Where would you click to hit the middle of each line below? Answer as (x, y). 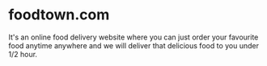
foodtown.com (59, 15)
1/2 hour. (23, 54)
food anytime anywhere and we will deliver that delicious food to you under (133, 45)
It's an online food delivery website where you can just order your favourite (133, 37)
